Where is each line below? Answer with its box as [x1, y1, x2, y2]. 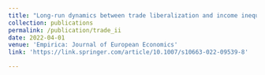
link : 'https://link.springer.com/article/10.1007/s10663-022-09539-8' [8, 48, 248, 56]
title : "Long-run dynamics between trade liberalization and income [8, 11, 238, 20]
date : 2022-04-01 [8, 33, 65, 42]
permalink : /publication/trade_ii [8, 26, 122, 34]
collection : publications [8, 19, 93, 27]
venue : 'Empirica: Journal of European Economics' [8, 41, 178, 49]
